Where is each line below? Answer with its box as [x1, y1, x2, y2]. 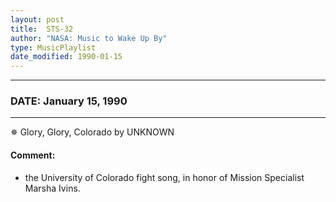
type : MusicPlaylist [10, 42, 97, 53]
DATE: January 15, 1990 [10, 94, 128, 108]
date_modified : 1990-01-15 [10, 52, 123, 62]
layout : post [10, 14, 65, 25]
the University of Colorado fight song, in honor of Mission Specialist [24, 171, 305, 183]
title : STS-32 [10, 24, 74, 34]
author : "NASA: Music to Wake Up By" [10, 33, 168, 43]
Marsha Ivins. [24, 182, 81, 194]
